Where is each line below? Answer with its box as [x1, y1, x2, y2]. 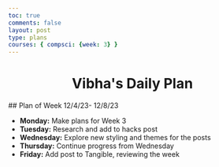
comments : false [8, 19, 61, 27]
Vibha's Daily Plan [72, 75, 193, 93]
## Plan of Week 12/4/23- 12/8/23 [8, 101, 119, 110]
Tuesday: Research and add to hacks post [19, 124, 158, 134]
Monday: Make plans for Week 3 [19, 116, 127, 126]
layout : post [8, 26, 51, 34]
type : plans [8, 33, 47, 42]
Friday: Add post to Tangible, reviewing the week [19, 150, 180, 159]
